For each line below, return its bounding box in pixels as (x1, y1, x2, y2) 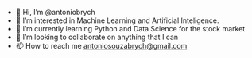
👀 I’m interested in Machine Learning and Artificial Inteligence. (15, 16, 219, 25)
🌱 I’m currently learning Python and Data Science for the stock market (15, 24, 246, 33)
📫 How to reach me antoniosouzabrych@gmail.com (15, 42, 188, 50)
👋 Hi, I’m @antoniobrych (15, 8, 95, 16)
